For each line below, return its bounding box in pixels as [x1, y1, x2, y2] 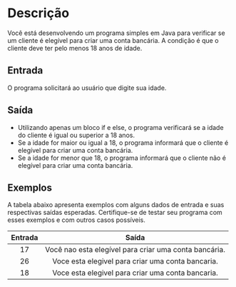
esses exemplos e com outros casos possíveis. [7, 216, 146, 224]
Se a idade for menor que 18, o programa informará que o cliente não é [17, 153, 227, 162]
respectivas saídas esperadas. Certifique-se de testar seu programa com [7, 208, 222, 217]
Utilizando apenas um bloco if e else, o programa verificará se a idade [17, 123, 224, 131]
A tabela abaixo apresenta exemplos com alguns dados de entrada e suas [7, 201, 225, 209]
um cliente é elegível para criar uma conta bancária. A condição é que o [7, 36, 219, 44]
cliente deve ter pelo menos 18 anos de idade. [7, 44, 143, 52]
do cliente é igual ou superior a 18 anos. [17, 131, 135, 139]
